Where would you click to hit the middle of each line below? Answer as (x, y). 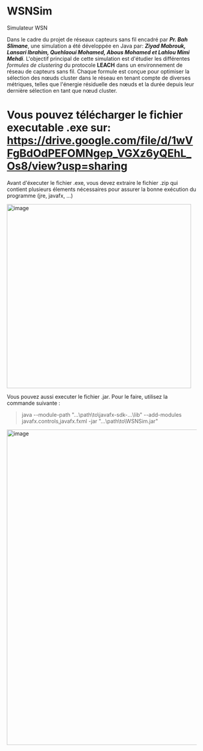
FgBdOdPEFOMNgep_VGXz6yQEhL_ (99, 153)
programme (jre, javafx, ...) (40, 195)
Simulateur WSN (27, 28)
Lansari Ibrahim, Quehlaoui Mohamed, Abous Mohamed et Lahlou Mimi (98, 52)
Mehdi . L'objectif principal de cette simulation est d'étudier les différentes (98, 58)
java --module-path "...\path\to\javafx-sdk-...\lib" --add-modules (102, 414)
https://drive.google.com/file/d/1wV (100, 141)
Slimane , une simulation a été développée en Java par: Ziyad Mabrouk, (96, 46)
